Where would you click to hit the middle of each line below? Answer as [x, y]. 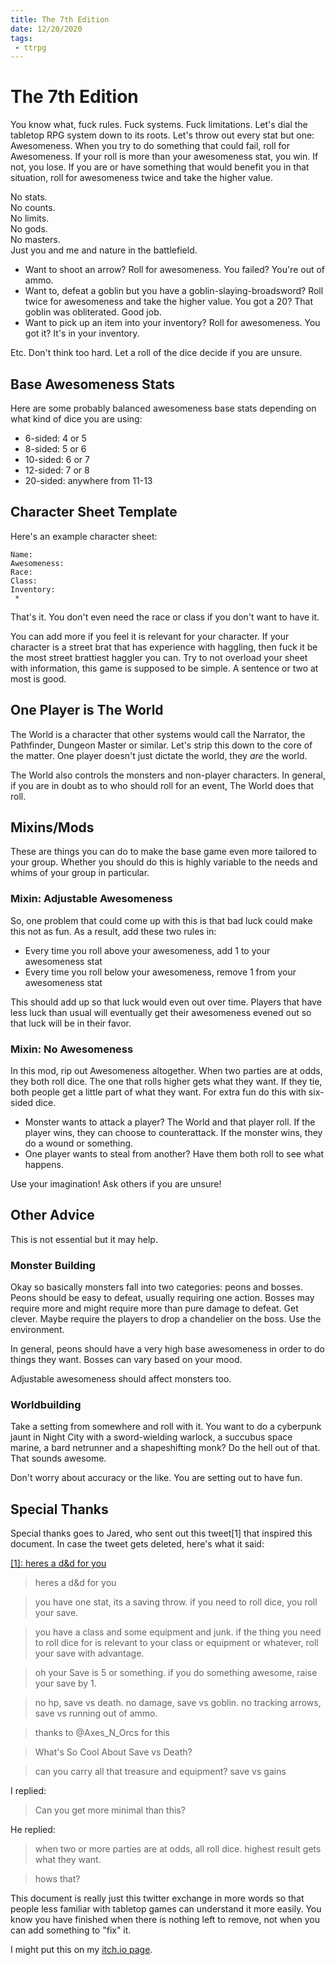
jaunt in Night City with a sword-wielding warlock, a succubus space [151, 1437]
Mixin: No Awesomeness [72, 1049]
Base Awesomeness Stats [93, 384]
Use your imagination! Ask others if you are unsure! [116, 1184]
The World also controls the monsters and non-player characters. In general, [168, 775]
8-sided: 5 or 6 [55, 449]
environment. [37, 1330]
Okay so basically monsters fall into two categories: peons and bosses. [157, 1287]
